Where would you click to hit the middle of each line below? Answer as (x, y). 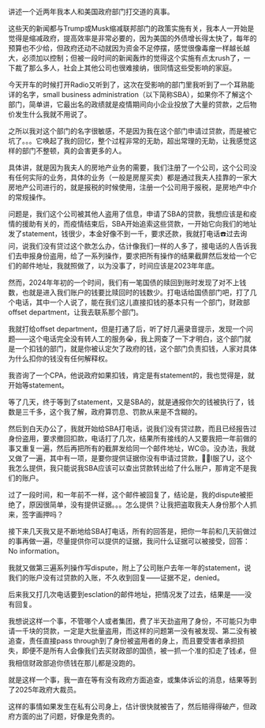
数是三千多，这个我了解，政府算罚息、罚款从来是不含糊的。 (105, 412)
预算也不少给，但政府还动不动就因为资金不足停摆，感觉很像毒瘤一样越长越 (129, 48)
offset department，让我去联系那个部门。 (76, 312)
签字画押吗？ (43, 514)
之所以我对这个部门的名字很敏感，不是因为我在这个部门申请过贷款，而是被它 (132, 131)
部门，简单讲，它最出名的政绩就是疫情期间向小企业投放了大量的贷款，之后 (129, 104)
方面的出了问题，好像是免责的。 (67, 716)
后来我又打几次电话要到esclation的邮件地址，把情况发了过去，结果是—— (127, 594)
